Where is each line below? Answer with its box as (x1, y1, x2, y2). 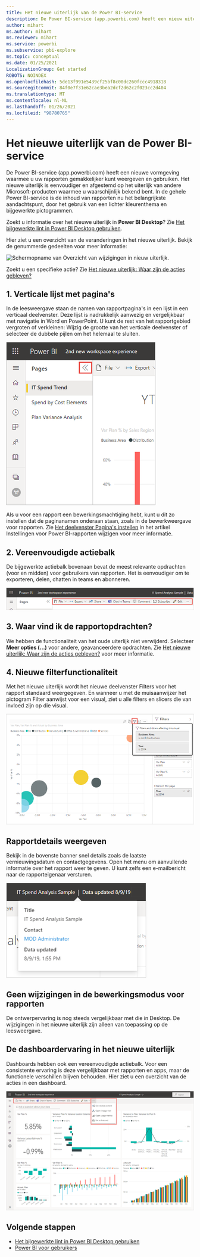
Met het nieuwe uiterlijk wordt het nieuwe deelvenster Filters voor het (6, 683, 177, 690)
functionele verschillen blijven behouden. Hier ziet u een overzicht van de (6, 1072, 187, 1080)
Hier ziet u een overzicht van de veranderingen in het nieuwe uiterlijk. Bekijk (6, 236, 193, 244)
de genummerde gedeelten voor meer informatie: (6, 242, 127, 249)
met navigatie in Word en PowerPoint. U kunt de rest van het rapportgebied (6, 317, 190, 325)
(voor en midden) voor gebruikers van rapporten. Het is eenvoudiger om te (6, 569, 189, 577)
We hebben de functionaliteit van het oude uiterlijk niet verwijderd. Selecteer (6, 637, 194, 644)
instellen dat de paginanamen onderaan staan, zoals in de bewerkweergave (6, 517, 192, 525)
